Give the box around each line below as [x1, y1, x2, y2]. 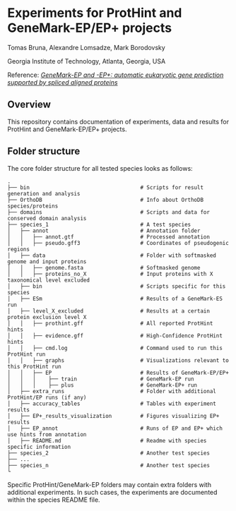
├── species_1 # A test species [7, 221, 191, 228]
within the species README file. [7, 495, 100, 504]
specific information [7, 443, 71, 450]
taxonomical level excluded [7, 277, 90, 284]
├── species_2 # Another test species [7, 450, 211, 457]
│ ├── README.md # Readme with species [7, 437, 207, 444]
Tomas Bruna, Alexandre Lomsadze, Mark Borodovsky [7, 43, 166, 52]
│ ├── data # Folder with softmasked [7, 252, 217, 259]
